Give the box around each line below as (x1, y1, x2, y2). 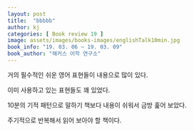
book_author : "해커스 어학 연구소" (7, 51, 101, 58)
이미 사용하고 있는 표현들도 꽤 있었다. (7, 85, 111, 94)
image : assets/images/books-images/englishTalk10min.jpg (7, 37, 180, 44)
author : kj (7, 23, 40, 31)
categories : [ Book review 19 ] (7, 30, 103, 38)
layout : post (7, 10, 46, 18)
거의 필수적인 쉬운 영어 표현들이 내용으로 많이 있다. (7, 70, 148, 79)
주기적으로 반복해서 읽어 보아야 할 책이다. (7, 115, 122, 125)
